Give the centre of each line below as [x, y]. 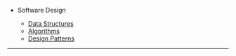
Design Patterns [51, 38]
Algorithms [44, 31]
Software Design [42, 10]
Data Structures [51, 23]
